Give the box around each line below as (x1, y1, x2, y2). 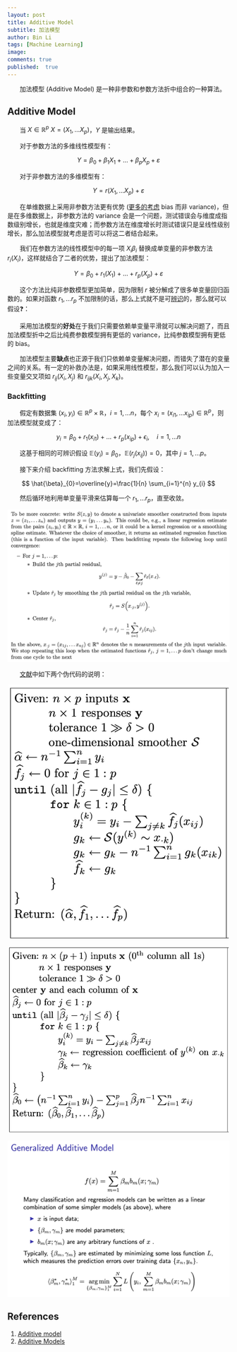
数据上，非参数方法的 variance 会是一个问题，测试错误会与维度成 (31, 211, 221, 220)
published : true (7, 64, 59, 71)
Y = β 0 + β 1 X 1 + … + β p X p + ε (76, 156, 161, 166)
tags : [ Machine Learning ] (7, 41, 83, 49)
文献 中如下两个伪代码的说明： (20, 669, 107, 678)
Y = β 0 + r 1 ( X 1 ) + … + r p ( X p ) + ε (73, 269, 164, 279)
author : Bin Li (7, 34, 52, 41)
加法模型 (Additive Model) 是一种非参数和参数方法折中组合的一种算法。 (19, 85, 226, 93)
